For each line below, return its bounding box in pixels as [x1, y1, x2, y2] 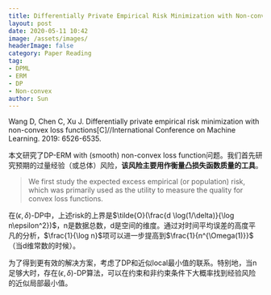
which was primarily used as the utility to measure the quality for [27, 185, 244, 195]
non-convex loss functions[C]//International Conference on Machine [8, 125, 236, 135]
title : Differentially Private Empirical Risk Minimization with [8, 11, 232, 20]
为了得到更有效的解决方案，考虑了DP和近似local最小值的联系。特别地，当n [8, 258, 257, 268]
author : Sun [8, 95, 48, 103]
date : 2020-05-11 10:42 [8, 27, 89, 35]
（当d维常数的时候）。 [8, 241, 81, 251]
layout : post [8, 19, 52, 27]
